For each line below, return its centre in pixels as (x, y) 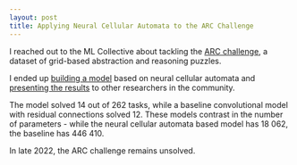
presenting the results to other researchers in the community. (122, 87)
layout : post (34, 17)
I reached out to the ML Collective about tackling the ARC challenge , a (139, 51)
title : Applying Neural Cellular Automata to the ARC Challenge (132, 26)
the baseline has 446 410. (57, 133)
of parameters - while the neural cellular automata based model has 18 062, (149, 124)
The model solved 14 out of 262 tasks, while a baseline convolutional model (149, 104)
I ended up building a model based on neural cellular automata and (132, 78)
